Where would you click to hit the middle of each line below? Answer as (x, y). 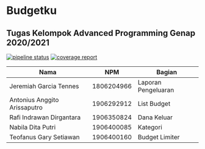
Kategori (150, 127)
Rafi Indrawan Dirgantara (45, 117)
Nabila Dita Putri (33, 127)
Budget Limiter (159, 137)
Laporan (149, 82)
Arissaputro (26, 107)
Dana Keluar (155, 117)
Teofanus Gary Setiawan (45, 137)
